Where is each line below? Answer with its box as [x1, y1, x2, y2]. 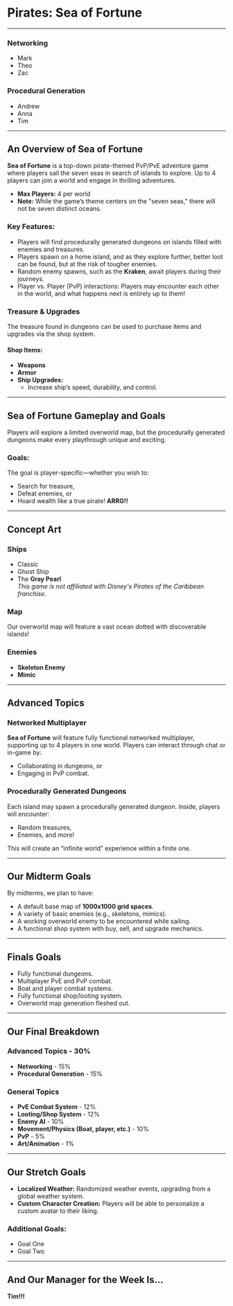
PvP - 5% [17, 1133, 45, 1141]
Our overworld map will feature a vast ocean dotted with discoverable [7, 622, 207, 631]
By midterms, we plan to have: [7, 889, 94, 897]
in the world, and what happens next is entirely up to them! [17, 289, 186, 298]
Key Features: [7, 222, 55, 232]
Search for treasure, [17, 482, 75, 491]
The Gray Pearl [17, 575, 62, 583]
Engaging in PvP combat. [17, 769, 89, 778]
